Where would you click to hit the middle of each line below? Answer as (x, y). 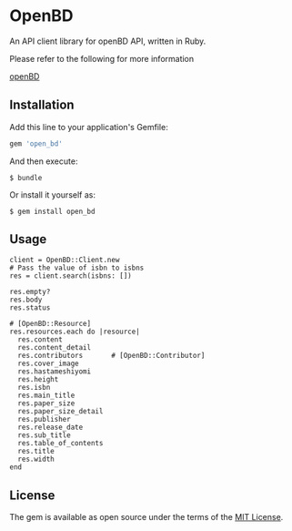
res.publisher (44, 420)
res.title (36, 452)
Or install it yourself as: (52, 194)
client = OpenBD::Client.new (65, 260)
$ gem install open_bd (52, 211)
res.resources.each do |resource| (75, 332)
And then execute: (44, 161)
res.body (26, 300)
